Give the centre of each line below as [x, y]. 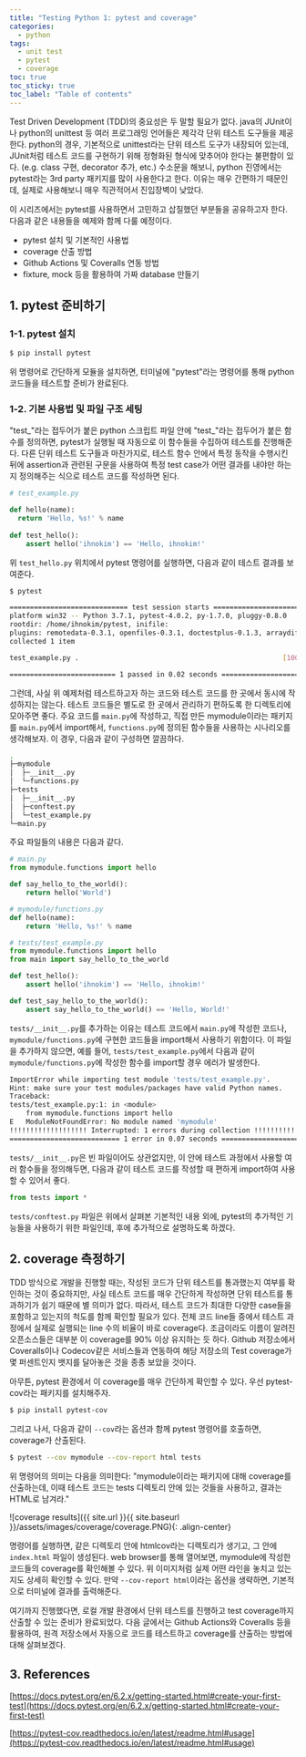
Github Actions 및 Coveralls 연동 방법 [91, 263]
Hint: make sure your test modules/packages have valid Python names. [146, 1088]
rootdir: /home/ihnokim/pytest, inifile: [89, 625]
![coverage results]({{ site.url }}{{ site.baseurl [95, 1517]
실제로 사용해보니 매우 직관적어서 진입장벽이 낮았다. [112, 190]
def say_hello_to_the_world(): [69, 884]
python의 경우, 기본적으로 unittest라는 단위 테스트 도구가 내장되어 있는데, [159, 144]
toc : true [28, 78]
